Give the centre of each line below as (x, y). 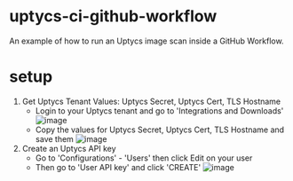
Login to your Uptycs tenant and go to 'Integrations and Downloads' (159, 110)
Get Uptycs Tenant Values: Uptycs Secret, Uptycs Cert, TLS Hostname (151, 101)
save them (54, 138)
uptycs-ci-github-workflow (113, 16)
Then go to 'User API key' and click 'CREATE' (118, 167)
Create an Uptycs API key (69, 148)
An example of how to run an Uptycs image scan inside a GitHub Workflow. (146, 41)
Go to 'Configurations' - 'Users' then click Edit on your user (144, 158)
